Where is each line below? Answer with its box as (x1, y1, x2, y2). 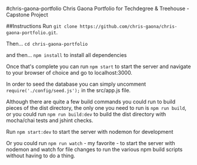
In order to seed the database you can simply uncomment (6, 80, 146, 87)
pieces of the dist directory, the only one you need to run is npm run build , (6, 105, 187, 111)
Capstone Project (6, 11, 48, 18)
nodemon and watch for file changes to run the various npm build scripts (6, 146, 183, 153)
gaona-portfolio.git (6, 30, 57, 36)
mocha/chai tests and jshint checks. (6, 117, 94, 124)
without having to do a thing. (6, 152, 75, 159)
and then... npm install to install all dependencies (6, 52, 127, 58)
